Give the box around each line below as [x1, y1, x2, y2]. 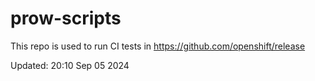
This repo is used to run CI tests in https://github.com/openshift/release [10, 40, 306, 52]
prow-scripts [10, 7, 122, 30]
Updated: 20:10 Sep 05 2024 [10, 59, 130, 71]
